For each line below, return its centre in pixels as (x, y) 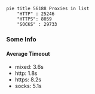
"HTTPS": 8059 (34, 19)
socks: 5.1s (28, 86)
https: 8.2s (28, 80)
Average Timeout (28, 53)
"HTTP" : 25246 (36, 14)
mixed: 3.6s (29, 67)
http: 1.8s (26, 73)
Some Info (22, 39)
